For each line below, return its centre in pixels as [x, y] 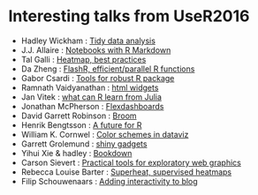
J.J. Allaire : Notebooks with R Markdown [96, 49]
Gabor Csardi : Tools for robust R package [98, 78]
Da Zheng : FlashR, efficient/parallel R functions [108, 69]
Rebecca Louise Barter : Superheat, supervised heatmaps [126, 172]
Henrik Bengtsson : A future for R [81, 124]
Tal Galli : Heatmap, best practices [83, 59]
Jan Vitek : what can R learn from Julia [91, 97]
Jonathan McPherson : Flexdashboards [92, 106]
